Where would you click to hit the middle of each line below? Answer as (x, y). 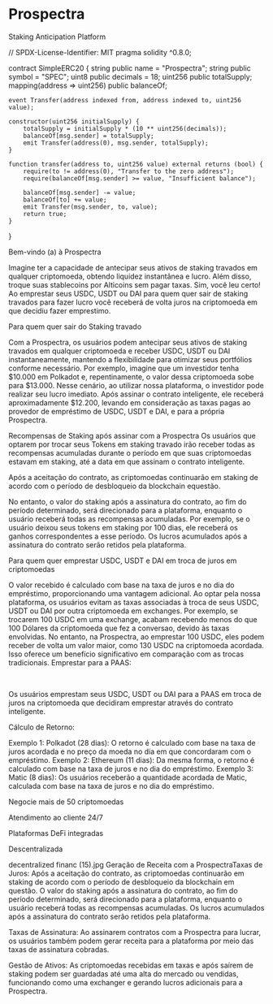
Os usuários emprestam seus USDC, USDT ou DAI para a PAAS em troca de (135, 694)
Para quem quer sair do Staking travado (75, 327)
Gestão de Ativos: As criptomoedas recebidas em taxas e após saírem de (131, 965)
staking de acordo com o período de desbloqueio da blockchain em (121, 881)
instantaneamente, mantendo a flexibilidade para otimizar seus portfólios (130, 359)
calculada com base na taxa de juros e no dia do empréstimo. (111, 785)
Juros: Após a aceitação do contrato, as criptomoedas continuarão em (127, 873)
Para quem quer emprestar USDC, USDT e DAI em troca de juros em (123, 560)
